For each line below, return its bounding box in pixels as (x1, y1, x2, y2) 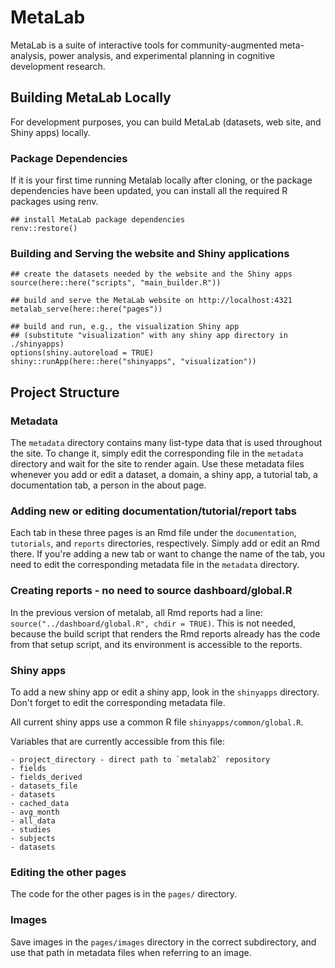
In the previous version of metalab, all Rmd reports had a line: (10, 606, 263, 618)
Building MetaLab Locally (10, 89, 172, 106)
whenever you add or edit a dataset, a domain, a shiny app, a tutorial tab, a (10, 469, 318, 481)
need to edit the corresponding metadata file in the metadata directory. (10, 559, 300, 571)
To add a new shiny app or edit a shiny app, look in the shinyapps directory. (10, 686, 320, 698)
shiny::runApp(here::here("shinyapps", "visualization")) (10, 357, 257, 367)
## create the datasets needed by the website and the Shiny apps (10, 269, 293, 280)
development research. (10, 60, 106, 72)
